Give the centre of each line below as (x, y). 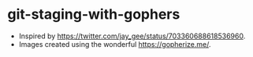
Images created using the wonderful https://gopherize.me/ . (115, 44)
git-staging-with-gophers (94, 14)
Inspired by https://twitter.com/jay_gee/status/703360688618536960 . (132, 36)
